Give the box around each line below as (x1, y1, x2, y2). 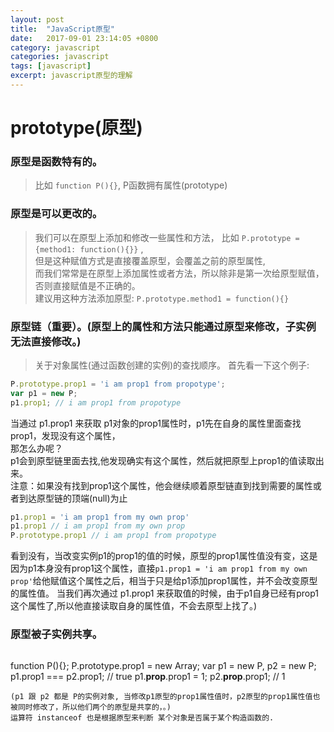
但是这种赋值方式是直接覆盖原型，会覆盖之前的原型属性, (34, 254, 266, 266)
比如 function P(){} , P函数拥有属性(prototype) (34, 179, 228, 191)
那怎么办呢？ (10, 442, 63, 454)
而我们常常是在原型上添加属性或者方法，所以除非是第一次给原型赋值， (34, 267, 325, 279)
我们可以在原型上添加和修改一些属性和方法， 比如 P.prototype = (34, 231, 300, 243)
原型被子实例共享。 (10, 627, 103, 641)
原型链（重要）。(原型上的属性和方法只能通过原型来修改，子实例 (10, 319, 317, 333)
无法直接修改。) (10, 334, 82, 348)
